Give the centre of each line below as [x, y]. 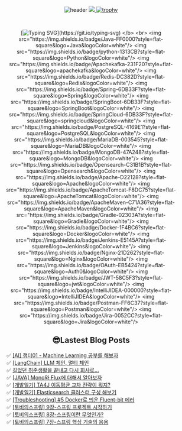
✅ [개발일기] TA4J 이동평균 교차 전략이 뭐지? [58, 385]
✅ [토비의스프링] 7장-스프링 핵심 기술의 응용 [57, 422]
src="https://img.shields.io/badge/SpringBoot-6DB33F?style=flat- [91, 102]
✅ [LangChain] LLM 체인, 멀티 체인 [48, 362]
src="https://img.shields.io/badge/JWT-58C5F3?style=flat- [91, 278]
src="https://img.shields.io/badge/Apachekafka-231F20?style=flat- [91, 64]
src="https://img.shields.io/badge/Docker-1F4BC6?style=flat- [91, 227]
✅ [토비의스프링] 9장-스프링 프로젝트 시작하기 [59, 407]
